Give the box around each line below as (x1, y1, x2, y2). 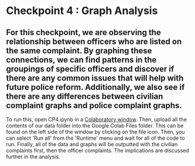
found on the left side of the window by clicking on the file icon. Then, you (6, 129, 186, 135)
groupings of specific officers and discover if (6, 64, 175, 74)
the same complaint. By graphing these (6, 46, 152, 56)
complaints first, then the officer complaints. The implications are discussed (6, 147, 189, 154)
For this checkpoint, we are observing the (6, 27, 161, 37)
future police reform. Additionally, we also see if (6, 82, 185, 92)
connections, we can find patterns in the (6, 54, 157, 65)
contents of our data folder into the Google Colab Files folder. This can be (6, 122, 184, 129)
